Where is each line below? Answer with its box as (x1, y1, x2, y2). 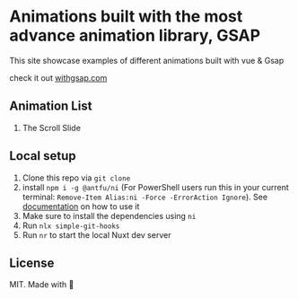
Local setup (9, 148, 76, 163)
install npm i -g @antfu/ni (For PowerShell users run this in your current (22, 181, 289, 192)
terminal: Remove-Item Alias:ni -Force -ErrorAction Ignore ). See (22, 191, 267, 202)
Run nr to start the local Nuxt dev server (22, 229, 171, 240)
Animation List (9, 99, 92, 114)
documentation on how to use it (22, 200, 140, 212)
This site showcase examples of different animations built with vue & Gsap (9, 55, 285, 66)
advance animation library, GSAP (9, 25, 261, 46)
